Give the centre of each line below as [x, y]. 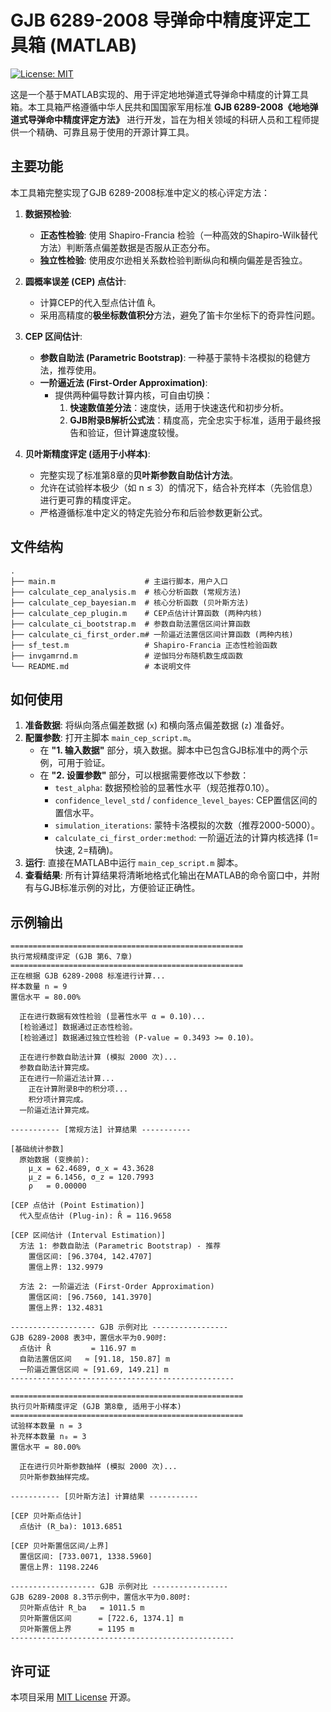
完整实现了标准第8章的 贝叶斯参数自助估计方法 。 [139, 475]
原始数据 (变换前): [54, 1160]
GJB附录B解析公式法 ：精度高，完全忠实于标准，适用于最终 [191, 420]
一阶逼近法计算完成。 [57, 1111]
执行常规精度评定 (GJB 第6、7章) [71, 957]
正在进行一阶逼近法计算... [67, 1079]
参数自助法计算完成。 [57, 1068]
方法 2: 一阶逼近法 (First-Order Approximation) [117, 1287]
